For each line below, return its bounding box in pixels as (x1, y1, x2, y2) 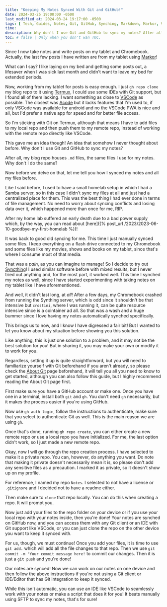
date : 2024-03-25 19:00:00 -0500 (5, 12, 75, 17)
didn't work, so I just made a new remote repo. (5, 439, 101, 445)
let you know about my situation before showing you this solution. (5, 327, 140, 333)
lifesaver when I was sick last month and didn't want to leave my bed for (5, 69, 153, 75)
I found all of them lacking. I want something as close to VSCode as (5, 94, 143, 100)
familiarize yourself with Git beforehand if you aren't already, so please (5, 363, 150, 369)
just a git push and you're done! (5, 556, 72, 562)
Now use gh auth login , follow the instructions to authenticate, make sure (5, 408, 157, 414)
